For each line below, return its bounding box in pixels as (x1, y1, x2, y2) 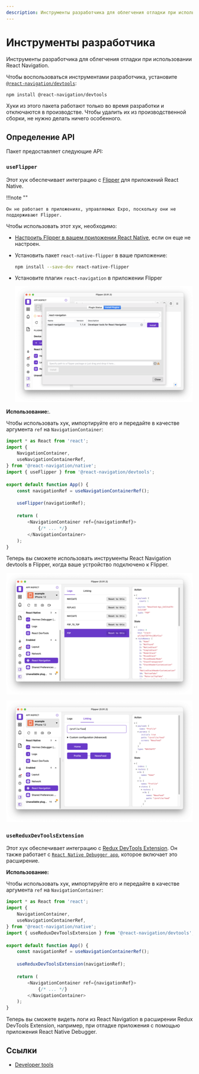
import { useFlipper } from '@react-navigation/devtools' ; (6, 469, 155, 475)
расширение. (6, 857, 40, 864)
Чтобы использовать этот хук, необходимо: (6, 222, 117, 229)
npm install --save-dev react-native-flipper (14, 264, 129, 270)
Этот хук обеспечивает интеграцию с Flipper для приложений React (6, 176, 179, 183)
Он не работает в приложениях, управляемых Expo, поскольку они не (6, 206, 176, 212)
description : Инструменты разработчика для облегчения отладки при (6, 9, 176, 15)
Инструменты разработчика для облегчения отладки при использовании (6, 55, 192, 62)
